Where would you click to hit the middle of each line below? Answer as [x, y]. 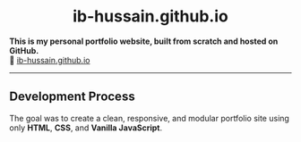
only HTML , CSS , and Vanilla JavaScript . [86, 128]
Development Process [73, 97]
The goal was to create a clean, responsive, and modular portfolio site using [149, 118]
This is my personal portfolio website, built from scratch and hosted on [144, 41]
